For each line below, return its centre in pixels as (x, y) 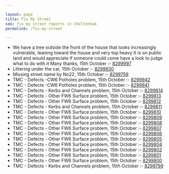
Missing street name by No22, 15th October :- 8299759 (71, 75)
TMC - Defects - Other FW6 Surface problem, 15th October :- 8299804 (87, 145)
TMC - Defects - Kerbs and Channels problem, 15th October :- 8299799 (88, 166)
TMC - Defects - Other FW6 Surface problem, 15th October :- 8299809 (87, 118)
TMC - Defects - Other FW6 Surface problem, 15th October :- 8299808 (87, 123)
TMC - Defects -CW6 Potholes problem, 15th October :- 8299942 (81, 80)
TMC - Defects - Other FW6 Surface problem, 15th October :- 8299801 (87, 155)
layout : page (19, 14)
